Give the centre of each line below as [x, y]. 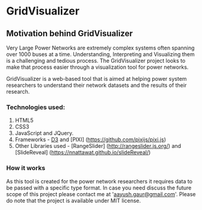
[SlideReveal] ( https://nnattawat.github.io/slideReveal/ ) [83, 153]
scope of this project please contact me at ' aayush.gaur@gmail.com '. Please [101, 194]
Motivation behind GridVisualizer [70, 33]
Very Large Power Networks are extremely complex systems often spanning [100, 48]
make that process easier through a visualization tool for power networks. [97, 67]
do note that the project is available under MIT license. [74, 200]
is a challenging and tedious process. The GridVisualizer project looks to [96, 61]
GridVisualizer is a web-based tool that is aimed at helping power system [97, 79]
